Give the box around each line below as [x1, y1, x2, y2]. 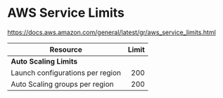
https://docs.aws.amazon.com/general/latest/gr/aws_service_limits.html [7, 28, 216, 36]
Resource [49, 44, 82, 54]
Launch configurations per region [11, 68, 122, 78]
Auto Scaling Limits [11, 56, 78, 66]
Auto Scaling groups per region [11, 79, 114, 89]
